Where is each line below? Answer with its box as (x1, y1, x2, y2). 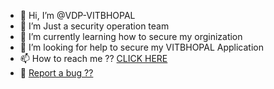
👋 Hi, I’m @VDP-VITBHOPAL (19, 10, 136, 21)
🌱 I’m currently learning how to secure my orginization (19, 31, 243, 42)
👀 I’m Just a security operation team (19, 20, 170, 32)
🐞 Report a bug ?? (19, 67, 94, 79)
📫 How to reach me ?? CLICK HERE (19, 53, 168, 64)
